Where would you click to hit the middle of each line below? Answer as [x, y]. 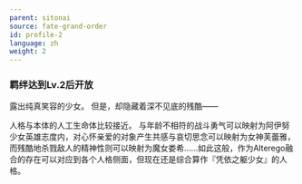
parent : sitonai [40, 18]
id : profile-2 [36, 34]
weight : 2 [28, 52]
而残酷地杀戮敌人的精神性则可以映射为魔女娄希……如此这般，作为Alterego [147, 148]
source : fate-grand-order [58, 26]
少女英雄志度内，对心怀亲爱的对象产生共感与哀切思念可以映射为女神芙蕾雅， [152, 137]
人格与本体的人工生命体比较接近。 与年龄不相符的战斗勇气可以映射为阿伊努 [150, 126]
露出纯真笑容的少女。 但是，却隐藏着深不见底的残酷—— [114, 106]
